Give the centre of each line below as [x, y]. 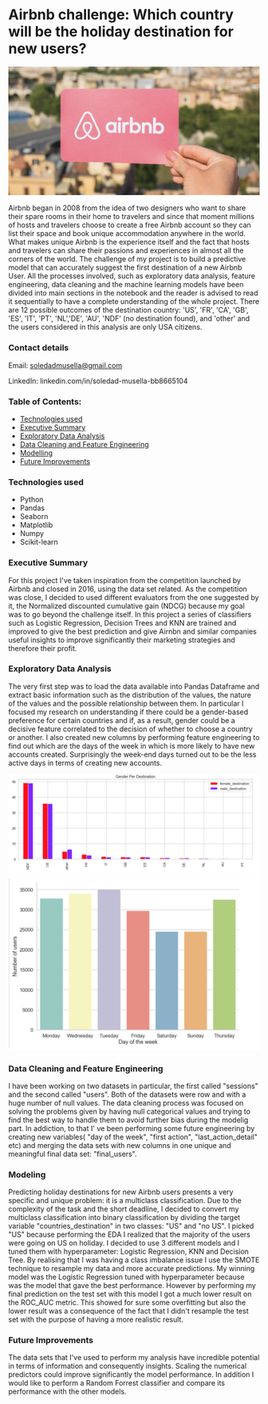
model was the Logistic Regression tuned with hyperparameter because [126, 1277]
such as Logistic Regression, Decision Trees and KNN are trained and [122, 622]
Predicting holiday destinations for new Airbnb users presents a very [121, 1192]
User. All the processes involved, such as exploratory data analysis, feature [132, 276]
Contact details [39, 348]
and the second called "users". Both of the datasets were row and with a [127, 1094]
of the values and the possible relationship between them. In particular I [126, 703]
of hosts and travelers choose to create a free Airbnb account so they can [130, 225]
